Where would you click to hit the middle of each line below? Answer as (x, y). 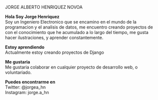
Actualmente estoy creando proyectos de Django (55, 52)
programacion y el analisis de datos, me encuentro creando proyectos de (79, 27)
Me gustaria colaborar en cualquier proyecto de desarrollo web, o (71, 67)
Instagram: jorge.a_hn (27, 92)
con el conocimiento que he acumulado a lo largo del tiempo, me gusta (77, 32)
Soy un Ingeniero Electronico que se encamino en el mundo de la (71, 22)
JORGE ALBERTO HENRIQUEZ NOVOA (44, 7)
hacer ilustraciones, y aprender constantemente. (54, 37)
